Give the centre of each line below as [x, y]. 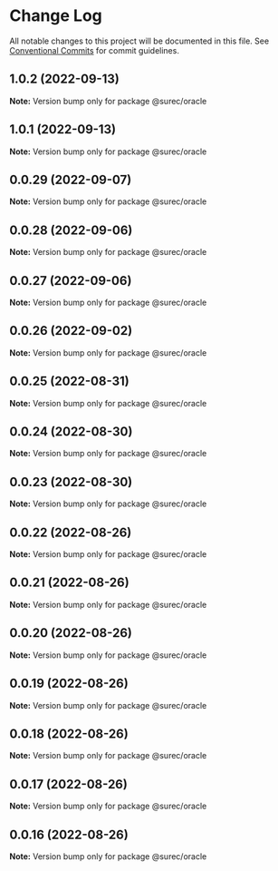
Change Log [56, 16]
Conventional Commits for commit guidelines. [94, 50]
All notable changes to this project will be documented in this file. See [139, 41]
